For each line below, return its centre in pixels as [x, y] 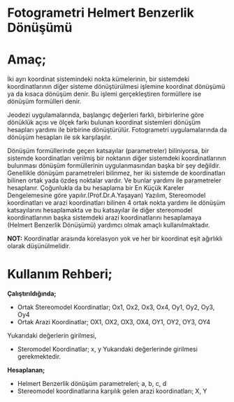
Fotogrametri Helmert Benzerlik [101, 13]
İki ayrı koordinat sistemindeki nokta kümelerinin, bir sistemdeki [98, 79]
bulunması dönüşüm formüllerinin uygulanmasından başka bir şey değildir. [114, 166]
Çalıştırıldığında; [32, 294]
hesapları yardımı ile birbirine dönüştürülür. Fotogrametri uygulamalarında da [117, 130]
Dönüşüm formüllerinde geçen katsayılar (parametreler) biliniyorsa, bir [108, 151]
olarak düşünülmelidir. [39, 246]
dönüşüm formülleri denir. [44, 101]
